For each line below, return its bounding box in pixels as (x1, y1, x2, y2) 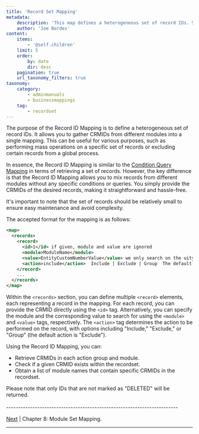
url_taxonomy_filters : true (17, 75, 86, 81)
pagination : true (17, 70, 60, 76)
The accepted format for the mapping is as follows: (6, 216, 131, 223)
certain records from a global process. (6, 150, 100, 157)
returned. (6, 391, 29, 398)
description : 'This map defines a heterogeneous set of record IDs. (17, 20, 190, 26)
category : (17, 86, 41, 92)
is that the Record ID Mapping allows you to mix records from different (6, 174, 178, 181)
